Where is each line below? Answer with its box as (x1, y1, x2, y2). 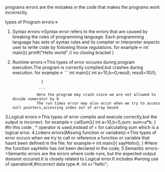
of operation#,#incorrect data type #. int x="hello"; (5, 161, 108, 167)
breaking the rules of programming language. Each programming (12, 34, 144, 40)
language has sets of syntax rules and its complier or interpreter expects (12, 39, 160, 45)
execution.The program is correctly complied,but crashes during (12, 64, 143, 70)
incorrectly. (5, 9, 29, 15)
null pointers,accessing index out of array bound (12, 105, 119, 110)
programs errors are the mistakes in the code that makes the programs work (5, 4, 160, 10)
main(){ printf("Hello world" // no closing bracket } (12, 49, 114, 55)
